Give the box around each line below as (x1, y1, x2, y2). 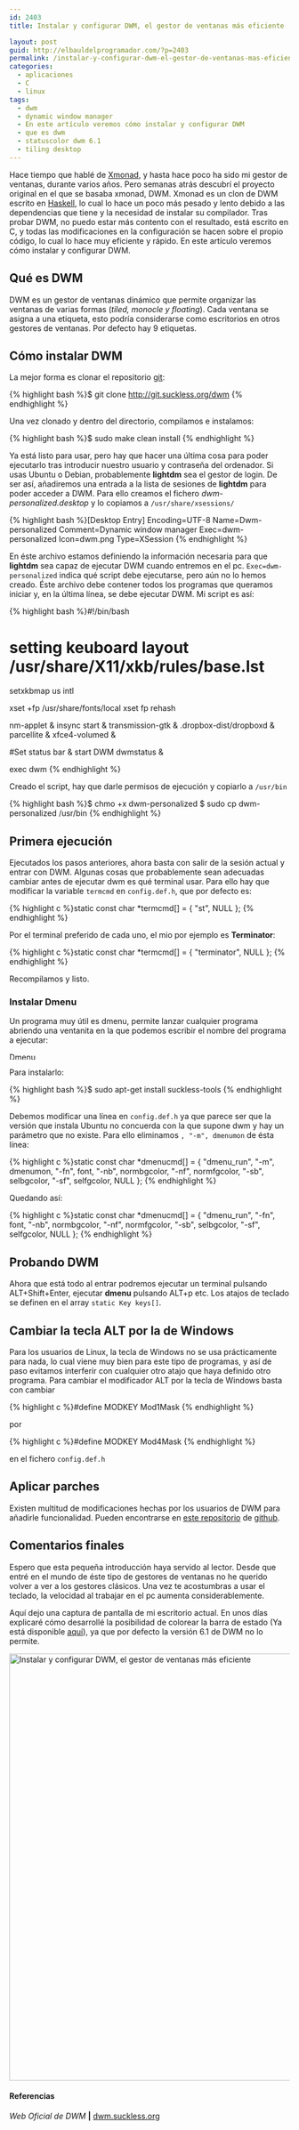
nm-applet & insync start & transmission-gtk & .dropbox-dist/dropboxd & (9, 720, 276, 730)
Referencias (9, 2091, 55, 2102)
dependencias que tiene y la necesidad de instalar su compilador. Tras (9, 206, 269, 218)
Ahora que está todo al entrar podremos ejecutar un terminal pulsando (9, 1279, 268, 1289)
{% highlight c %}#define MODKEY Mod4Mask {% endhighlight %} (9, 1436, 256, 1447)
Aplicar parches (9, 1479, 100, 1495)
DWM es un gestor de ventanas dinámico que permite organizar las (9, 294, 256, 305)
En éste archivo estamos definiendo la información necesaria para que (9, 551, 269, 561)
